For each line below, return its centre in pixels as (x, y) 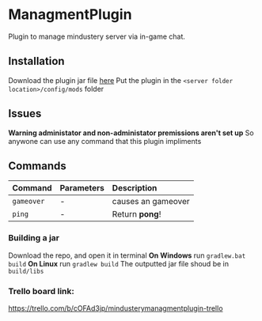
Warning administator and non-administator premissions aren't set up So (131, 133)
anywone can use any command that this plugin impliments (105, 141)
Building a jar (34, 238)
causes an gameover (151, 202)
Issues (25, 113)
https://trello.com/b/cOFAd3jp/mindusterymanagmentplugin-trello (116, 308)
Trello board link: (42, 291)
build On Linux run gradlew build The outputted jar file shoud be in (119, 263)
